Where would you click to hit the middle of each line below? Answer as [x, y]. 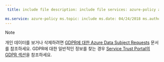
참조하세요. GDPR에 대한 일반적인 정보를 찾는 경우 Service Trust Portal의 [80, 49]
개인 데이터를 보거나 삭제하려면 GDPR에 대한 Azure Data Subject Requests [77, 42]
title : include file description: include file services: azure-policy [82, 10]
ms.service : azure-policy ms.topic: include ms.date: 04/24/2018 [73, 19]
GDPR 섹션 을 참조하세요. [29, 55]
